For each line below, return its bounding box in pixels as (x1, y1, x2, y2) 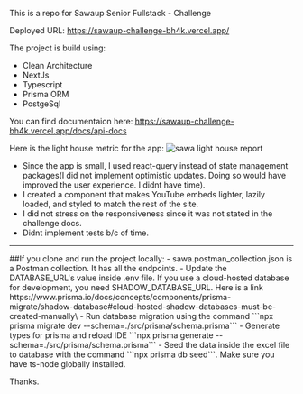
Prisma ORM (22, 89, 69, 99)
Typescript (22, 79, 63, 89)
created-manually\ (9, 311, 78, 321)
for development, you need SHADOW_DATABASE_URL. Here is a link (9, 282, 263, 292)
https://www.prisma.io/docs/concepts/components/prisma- (9, 292, 232, 302)
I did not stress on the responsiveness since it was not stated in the (22, 208, 273, 219)
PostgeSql (22, 98, 61, 109)
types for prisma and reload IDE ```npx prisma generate (9, 330, 214, 341)
